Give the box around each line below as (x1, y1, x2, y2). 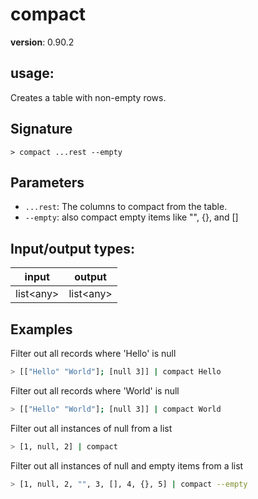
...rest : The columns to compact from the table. (24, 201, 228, 213)
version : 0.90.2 (10, 36, 75, 48)
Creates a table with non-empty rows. (10, 91, 167, 103)
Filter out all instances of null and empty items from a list (10, 459, 244, 472)
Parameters (10, 174, 85, 191)
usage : (10, 65, 55, 82)
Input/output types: (10, 240, 136, 257)
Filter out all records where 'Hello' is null (10, 348, 177, 359)
